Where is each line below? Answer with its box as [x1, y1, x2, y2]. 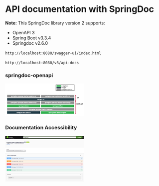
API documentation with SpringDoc [5, 3, 155, 15]
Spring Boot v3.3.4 [12, 35, 51, 41]
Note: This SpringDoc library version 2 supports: [5, 20, 106, 26]
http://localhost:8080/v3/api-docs [5, 60, 79, 65]
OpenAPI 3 [12, 29, 35, 35]
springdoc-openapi [5, 72, 53, 79]
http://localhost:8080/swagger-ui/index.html [5, 51, 101, 56]
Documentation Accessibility [5, 124, 77, 131]
